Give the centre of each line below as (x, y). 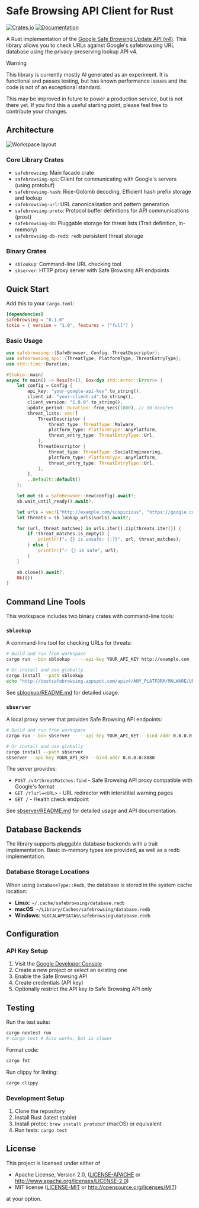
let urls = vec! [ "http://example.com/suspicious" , (81, 512)
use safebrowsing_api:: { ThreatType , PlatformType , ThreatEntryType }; (94, 358)
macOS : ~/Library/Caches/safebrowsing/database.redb (82, 909)
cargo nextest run (29, 1033)
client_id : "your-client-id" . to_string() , (81, 397)
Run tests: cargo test (41, 1130)
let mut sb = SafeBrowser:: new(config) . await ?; (76, 496)
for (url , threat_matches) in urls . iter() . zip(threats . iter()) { (99, 528)
